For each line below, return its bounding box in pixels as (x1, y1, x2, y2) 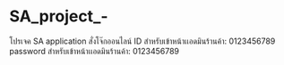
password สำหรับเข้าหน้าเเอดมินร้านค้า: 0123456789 (9, 45, 180, 56)
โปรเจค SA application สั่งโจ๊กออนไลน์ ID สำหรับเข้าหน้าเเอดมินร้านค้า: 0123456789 (9, 36, 276, 46)
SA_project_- (9, 6, 109, 27)
